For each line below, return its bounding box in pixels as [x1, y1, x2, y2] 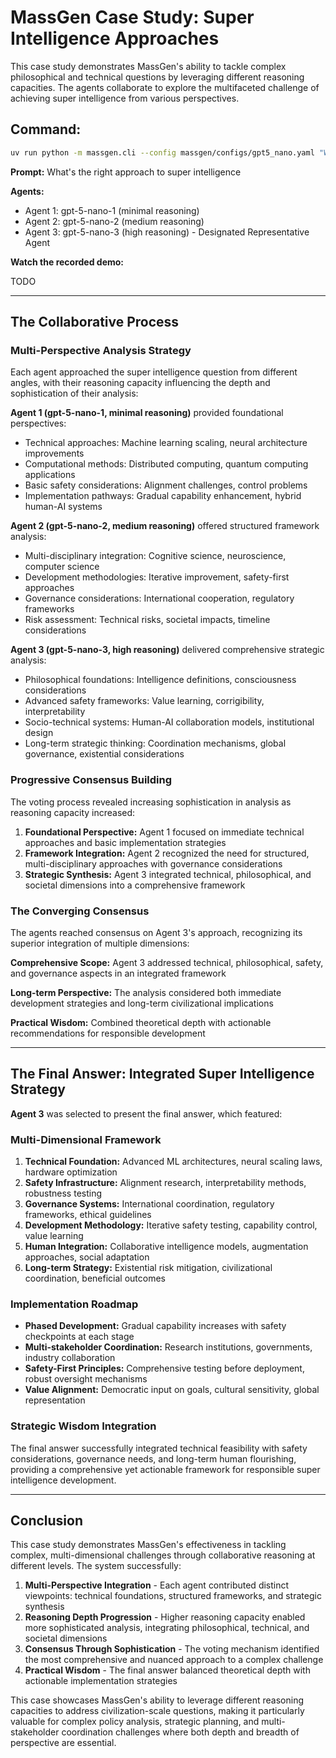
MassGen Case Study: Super [10, 6, 255, 29]
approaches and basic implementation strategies [24, 836, 227, 848]
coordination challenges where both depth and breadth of [61, 1726, 300, 1738]
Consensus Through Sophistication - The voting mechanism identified [24, 1643, 320, 1655]
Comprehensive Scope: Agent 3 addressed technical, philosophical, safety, [10, 956, 324, 968]
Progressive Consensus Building [10, 773, 173, 787]
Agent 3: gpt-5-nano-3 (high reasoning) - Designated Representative [24, 226, 310, 238]
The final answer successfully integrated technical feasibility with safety [10, 1442, 308, 1454]
